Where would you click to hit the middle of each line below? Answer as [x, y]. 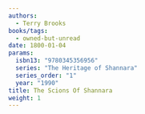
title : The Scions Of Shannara [60, 90]
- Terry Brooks [41, 23]
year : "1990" [37, 83]
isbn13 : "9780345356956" [57, 61]
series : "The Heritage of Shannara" [77, 68]
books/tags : [28, 31]
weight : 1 [25, 98]
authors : [23, 16]
